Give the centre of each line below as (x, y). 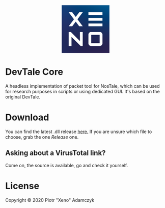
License (22, 186)
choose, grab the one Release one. (42, 137)
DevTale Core (34, 72)
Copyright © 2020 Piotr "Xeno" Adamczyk (50, 200)
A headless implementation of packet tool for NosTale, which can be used (82, 86)
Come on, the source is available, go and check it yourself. (67, 165)
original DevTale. (23, 97)
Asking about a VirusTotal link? (56, 153)
